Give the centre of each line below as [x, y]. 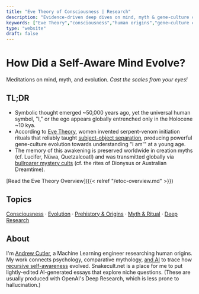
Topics [19, 200]
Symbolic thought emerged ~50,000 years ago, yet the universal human [102, 112]
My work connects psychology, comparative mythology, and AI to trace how [99, 260]
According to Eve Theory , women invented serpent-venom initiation [97, 131]
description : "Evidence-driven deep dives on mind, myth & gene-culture [98, 17]
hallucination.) [23, 284]
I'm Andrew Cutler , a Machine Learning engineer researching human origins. [99, 253]
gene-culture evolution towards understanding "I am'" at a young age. [100, 144]
